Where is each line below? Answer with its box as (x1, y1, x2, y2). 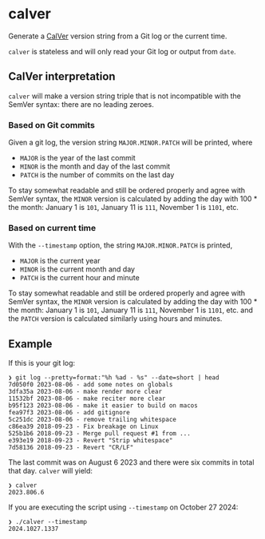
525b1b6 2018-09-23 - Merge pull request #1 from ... (8, 430, 192, 438)
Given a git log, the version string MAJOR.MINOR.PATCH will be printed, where (8, 137, 253, 148)
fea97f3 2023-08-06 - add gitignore (8, 409, 130, 417)
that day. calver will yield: (8, 466, 93, 476)
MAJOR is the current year (19, 256, 101, 266)
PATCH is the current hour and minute (19, 273, 140, 283)
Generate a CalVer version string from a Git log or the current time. (8, 31, 227, 41)
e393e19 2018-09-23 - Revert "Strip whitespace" (8, 437, 173, 445)
